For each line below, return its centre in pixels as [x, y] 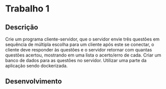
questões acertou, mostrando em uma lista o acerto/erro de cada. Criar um [83, 55]
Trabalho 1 [27, 9]
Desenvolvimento [34, 81]
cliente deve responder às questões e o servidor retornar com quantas [79, 50]
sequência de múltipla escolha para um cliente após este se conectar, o [80, 44]
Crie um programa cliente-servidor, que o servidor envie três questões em [82, 39]
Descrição [22, 27]
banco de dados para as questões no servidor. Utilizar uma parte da [76, 60]
